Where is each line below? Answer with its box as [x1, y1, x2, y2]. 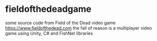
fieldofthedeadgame [5, 3, 92, 15]
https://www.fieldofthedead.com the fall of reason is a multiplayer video [5, 25, 153, 31]
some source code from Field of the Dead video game [5, 20, 116, 26]
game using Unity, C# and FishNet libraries [5, 30, 93, 36]
